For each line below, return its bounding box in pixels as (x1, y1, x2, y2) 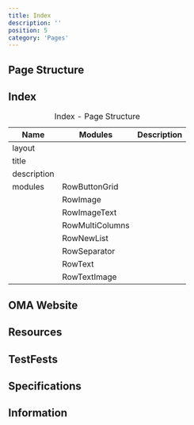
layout (12, 143, 36, 154)
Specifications (8, 380, 82, 393)
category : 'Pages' (8, 33, 69, 42)
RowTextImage (62, 271, 117, 282)
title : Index (8, 11, 51, 20)
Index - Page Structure (54, 111, 141, 122)
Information (8, 406, 68, 420)
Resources (8, 326, 63, 339)
